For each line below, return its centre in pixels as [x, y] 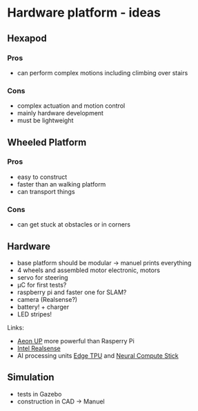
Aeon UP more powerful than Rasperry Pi [76, 341]
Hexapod [27, 38]
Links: [16, 327]
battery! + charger [43, 307]
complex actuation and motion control [71, 106]
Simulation [31, 377]
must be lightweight [45, 121]
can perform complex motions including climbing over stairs [102, 73]
